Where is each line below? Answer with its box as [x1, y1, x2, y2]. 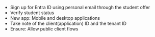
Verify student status [10, 10, 55, 16]
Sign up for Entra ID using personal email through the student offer [10, 5, 150, 10]
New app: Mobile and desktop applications [10, 15, 100, 21]
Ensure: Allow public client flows [10, 26, 79, 32]
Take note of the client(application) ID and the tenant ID [10, 20, 126, 26]
